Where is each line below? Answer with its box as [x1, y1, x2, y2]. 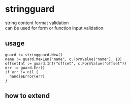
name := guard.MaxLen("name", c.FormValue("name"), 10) [5, 57, 122, 62]
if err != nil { [5, 69, 38, 74]
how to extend [5, 92, 50, 100]
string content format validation [5, 20, 69, 26]
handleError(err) [9, 74, 45, 79]
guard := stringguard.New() [5, 52, 63, 57]
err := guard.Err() [5, 65, 45, 70]
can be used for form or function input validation [5, 25, 103, 31]
